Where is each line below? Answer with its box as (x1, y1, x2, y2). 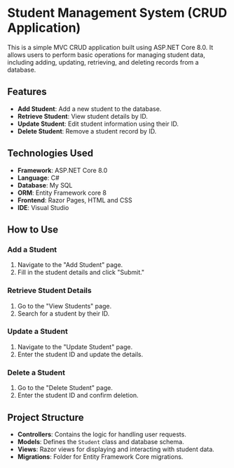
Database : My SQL (17, 181, 73, 189)
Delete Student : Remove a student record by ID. (17, 126, 157, 135)
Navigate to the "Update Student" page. (17, 342, 133, 351)
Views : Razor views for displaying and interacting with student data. (17, 445, 215, 453)
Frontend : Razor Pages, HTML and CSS (17, 195, 132, 204)
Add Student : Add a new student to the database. (17, 104, 162, 113)
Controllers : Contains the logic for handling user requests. (17, 430, 187, 438)
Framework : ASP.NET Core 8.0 (17, 166, 108, 174)
